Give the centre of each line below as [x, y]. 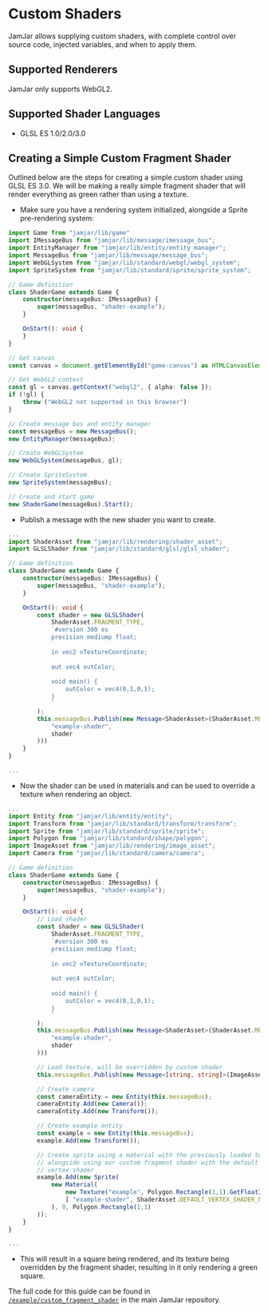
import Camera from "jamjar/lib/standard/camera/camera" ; [106, 854]
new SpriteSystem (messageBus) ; [60, 482]
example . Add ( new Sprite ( [78, 1177]
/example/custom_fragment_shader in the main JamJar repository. [114, 1300]
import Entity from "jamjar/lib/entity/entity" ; [91, 816]
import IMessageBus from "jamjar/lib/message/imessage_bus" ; [112, 240]
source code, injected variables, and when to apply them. [102, 44]
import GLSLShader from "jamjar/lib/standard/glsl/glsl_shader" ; [119, 549]
